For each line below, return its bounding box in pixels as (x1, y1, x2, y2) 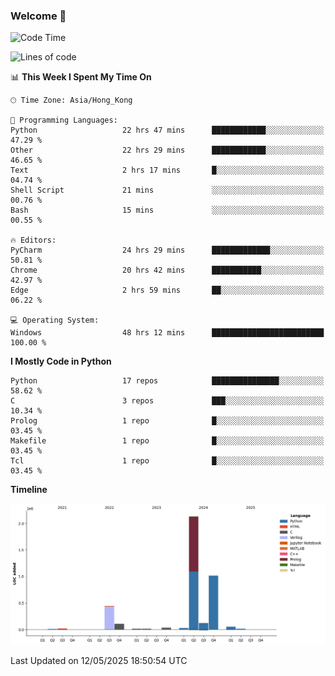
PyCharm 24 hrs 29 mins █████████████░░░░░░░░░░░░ (10, 245, 325, 256)
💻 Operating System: (10, 315, 100, 326)
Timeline (10, 484, 48, 496)
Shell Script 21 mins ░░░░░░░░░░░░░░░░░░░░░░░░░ (10, 185, 325, 196)
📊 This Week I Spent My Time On (10, 71, 152, 83)
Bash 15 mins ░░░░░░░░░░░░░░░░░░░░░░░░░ (10, 205, 325, 216)
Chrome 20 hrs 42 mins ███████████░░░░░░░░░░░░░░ (10, 265, 325, 276)
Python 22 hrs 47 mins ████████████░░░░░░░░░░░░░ (10, 125, 325, 136)
